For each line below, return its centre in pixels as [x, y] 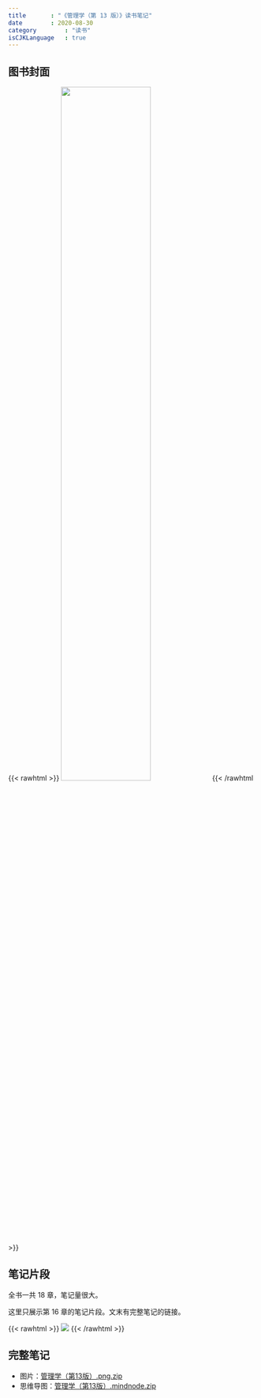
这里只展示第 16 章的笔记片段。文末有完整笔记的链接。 [97, 1311]
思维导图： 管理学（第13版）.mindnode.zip [88, 1385]
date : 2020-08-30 [50, 23]
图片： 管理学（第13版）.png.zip [71, 1376]
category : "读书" [49, 30]
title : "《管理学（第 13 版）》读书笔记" [80, 15]
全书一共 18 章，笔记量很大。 [55, 1294]
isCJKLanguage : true [47, 38]
